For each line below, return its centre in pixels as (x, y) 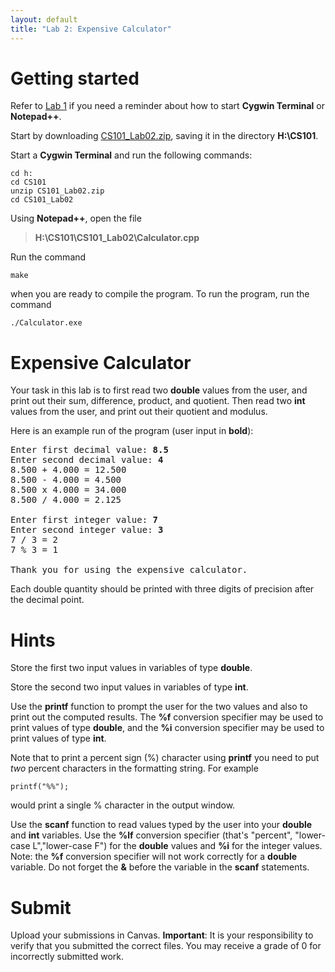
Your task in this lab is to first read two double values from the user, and (159, 390)
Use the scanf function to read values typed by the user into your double (161, 825)
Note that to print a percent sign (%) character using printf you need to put (165, 758)
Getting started (75, 78)
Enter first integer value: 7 (84, 520)
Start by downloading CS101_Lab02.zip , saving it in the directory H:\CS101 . (164, 136)
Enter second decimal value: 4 (87, 460)
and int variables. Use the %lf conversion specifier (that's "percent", (151, 835)
